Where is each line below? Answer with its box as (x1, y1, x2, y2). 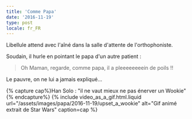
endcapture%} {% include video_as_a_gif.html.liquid (14, 94, 142, 101)
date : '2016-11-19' (6, 14, 54, 20)
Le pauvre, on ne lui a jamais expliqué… (6, 76, 102, 83)
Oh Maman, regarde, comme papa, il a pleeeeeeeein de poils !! (20, 65, 174, 72)
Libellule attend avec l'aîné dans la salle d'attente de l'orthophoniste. (6, 41, 173, 49)
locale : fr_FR (6, 25, 41, 31)
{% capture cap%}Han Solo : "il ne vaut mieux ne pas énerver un (6, 87, 164, 95)
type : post (6, 20, 33, 25)
